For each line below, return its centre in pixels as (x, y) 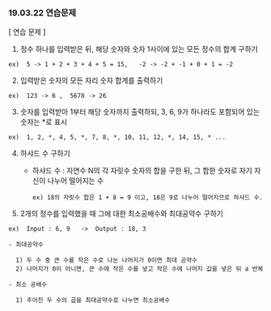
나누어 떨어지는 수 (76, 181)
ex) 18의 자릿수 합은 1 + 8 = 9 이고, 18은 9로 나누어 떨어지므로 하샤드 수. (148, 198)
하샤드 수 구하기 (45, 153)
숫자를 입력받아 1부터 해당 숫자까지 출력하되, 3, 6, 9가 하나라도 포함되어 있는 (140, 112)
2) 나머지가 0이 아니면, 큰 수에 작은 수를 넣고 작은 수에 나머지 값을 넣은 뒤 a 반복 (140, 269)
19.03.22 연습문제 (42, 12)
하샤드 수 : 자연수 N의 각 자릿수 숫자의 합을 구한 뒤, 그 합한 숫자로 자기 (142, 171)
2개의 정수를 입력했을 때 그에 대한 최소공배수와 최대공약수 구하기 (122, 214)
